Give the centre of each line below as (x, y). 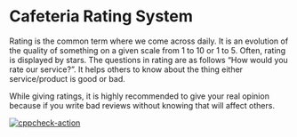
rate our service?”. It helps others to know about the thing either (126, 69)
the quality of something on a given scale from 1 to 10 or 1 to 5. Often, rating (148, 50)
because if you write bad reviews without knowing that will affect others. (142, 105)
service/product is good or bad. (68, 78)
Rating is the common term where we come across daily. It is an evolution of (149, 41)
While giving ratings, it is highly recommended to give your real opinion (139, 96)
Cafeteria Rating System (101, 16)
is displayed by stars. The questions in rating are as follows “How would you (149, 60)
